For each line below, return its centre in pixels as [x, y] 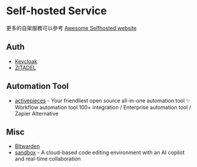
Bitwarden [27, 146]
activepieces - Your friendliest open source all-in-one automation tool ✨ [102, 100]
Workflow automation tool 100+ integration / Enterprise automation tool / [103, 107]
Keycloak [26, 61]
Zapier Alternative [37, 113]
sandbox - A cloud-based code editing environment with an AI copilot [99, 153]
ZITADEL [25, 68]
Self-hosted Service [56, 11]
